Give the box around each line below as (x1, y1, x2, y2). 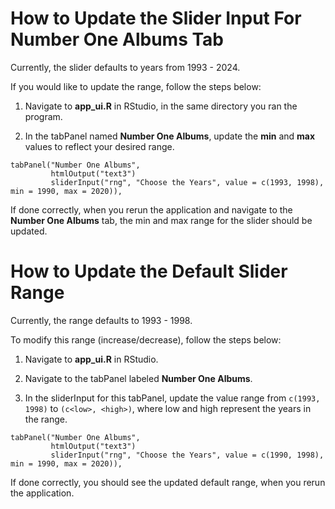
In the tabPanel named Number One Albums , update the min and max (24, 130, 316, 142)
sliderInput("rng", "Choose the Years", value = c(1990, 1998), (50, 450, 325, 460)
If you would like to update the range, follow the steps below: (10, 80, 262, 92)
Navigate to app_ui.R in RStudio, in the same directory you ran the (24, 100, 298, 112)
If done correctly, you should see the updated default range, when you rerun (10, 476, 326, 488)
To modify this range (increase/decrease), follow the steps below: (10, 333, 282, 346)
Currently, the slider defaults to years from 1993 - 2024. (10, 61, 241, 73)
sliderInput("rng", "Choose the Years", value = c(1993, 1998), (50, 177, 325, 187)
